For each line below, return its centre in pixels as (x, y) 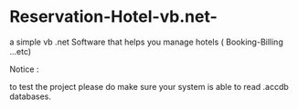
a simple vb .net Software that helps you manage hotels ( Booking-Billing (146, 42)
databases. (31, 96)
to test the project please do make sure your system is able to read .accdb (149, 86)
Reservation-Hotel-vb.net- (113, 17)
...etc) (21, 51)
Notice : (24, 69)
